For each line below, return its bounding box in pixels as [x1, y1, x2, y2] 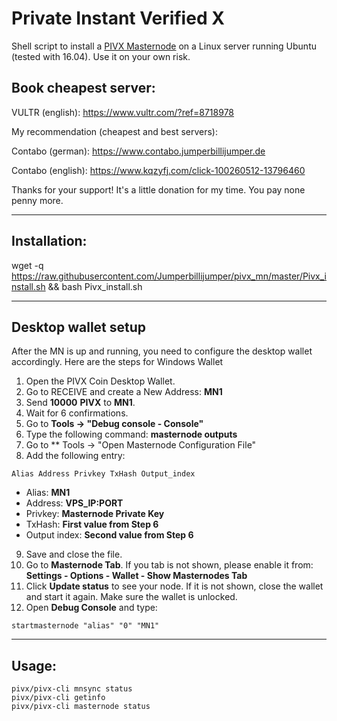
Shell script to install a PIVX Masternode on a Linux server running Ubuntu [11, 40, 317, 52]
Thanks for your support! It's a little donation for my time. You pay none [11, 183, 306, 196]
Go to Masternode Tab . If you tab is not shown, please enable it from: [25, 559, 314, 571]
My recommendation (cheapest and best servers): [11, 125, 218, 137]
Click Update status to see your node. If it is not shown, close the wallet [25, 580, 324, 592]
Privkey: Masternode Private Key [25, 508, 165, 520]
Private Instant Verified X [11, 7, 225, 30]
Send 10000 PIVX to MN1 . [25, 397, 136, 409]
